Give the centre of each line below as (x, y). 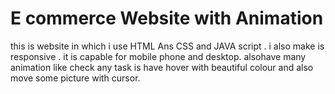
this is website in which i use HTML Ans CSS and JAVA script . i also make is (167, 46)
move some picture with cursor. (75, 78)
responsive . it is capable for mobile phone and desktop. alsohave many (158, 56)
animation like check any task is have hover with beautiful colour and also (162, 67)
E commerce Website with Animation (167, 18)
